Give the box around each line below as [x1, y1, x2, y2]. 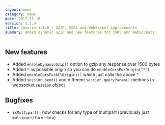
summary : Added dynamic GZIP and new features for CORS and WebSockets [5, 30, 155, 35]
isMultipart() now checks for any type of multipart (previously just [12, 109, 149, 115]
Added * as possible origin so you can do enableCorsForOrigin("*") [12, 66, 150, 72]
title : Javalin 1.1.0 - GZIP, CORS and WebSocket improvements [5, 25, 137, 30]
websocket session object [12, 82, 65, 88]
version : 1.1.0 [5, 21, 36, 26]
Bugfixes [5, 96, 33, 104]
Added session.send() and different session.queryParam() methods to [12, 76, 155, 82]
